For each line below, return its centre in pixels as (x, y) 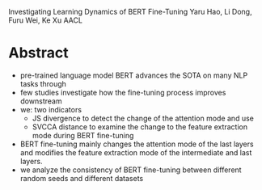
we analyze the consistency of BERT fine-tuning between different (131, 170)
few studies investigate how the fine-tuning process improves (123, 92)
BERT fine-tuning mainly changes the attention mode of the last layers (137, 144)
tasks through (43, 83)
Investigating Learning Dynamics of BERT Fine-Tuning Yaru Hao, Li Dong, (130, 12)
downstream (41, 101)
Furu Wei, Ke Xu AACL (46, 20)
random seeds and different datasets (82, 178)
